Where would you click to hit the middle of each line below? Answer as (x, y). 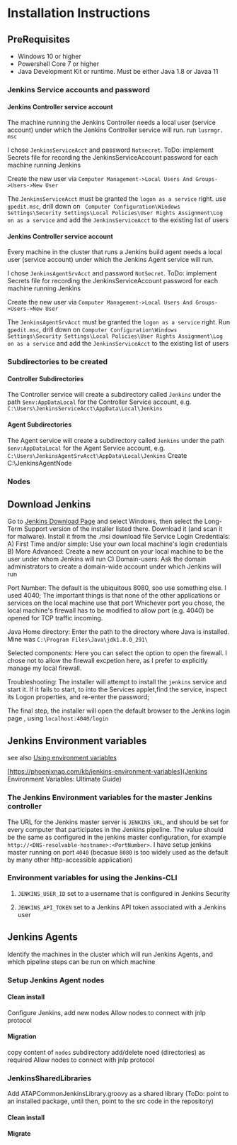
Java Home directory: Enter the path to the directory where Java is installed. (118, 632)
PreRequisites (39, 39)
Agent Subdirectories (40, 424)
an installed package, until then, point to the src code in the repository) (111, 1101)
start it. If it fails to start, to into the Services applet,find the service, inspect (117, 689)
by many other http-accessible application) (70, 860)
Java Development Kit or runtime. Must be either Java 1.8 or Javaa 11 (118, 71)
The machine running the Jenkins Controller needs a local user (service (111, 123)
